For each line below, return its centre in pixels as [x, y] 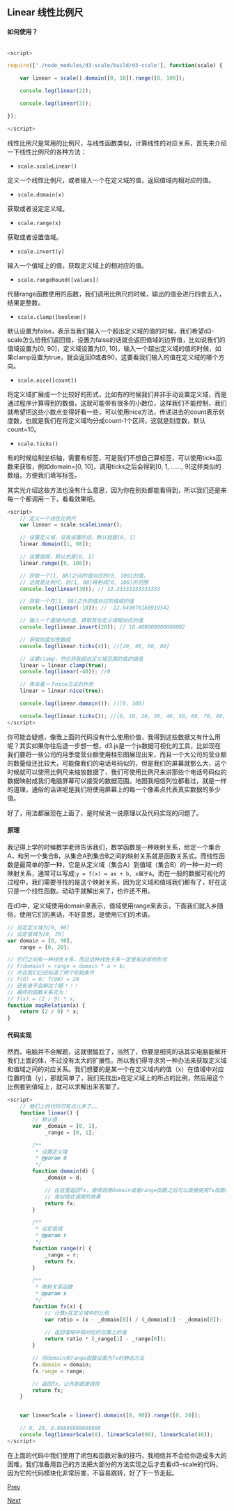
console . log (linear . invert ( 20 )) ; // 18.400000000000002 [103, 627]
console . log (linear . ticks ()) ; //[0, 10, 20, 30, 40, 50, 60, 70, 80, [123, 716]
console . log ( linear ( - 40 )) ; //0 [65, 672]
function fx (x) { [57, 1306]
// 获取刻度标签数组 [45, 639]
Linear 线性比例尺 [45, 13]
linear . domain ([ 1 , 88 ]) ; [56, 544]
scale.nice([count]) [47, 380]
